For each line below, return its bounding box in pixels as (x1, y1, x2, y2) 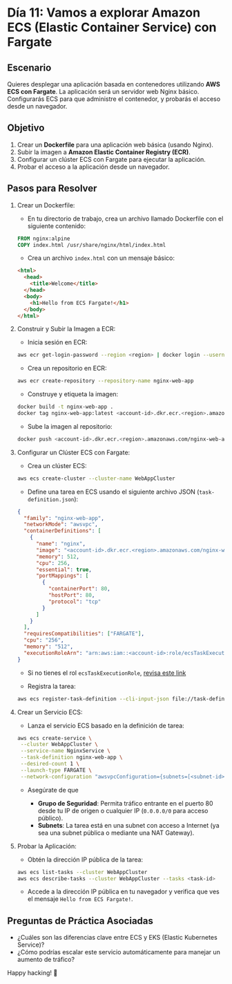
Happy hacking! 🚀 (7, 969, 58, 977)
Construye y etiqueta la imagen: (27, 390, 119, 398)
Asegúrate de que (27, 786, 79, 794)
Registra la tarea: (27, 682, 76, 690)
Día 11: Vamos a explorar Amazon (7, 5, 201, 21)
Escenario (7, 62, 52, 73)
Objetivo (7, 122, 45, 134)
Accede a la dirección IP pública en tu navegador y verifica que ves (27, 887, 220, 896)
